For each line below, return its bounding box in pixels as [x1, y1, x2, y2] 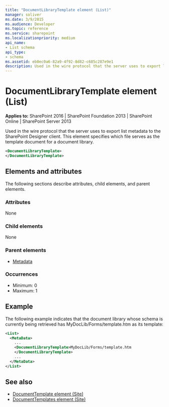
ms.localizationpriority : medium [5, 36, 75, 41]
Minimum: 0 [12, 282, 38, 288]
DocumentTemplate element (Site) [12, 391, 84, 397]
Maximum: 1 [12, 287, 38, 293]
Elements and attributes [5, 167, 82, 176]
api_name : [5, 40, 26, 45]
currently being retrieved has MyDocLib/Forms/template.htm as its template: [5, 321, 163, 327]
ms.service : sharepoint [5, 31, 55, 36]
